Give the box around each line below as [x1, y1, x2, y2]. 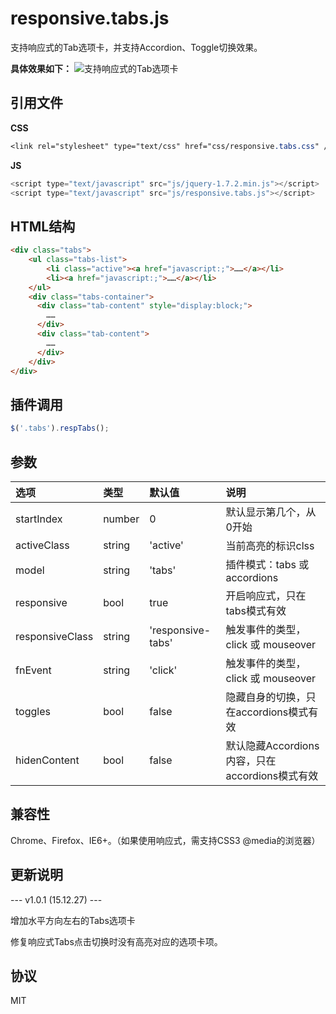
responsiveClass [15, 629, 94, 643]
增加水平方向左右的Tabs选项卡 [10, 914, 136, 926]
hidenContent [15, 753, 80, 767]
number [103, 512, 140, 526]
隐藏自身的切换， [225, 690, 307, 704]
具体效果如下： [10, 62, 72, 74]
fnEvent [15, 663, 52, 677]
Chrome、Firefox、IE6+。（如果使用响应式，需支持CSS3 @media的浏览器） [10, 834, 321, 846]
